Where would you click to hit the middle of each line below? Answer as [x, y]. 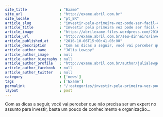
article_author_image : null [39, 54]
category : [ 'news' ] [43, 77]
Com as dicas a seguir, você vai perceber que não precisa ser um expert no [81, 104]
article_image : [33, 32]
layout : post [39, 90]
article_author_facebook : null [39, 68]
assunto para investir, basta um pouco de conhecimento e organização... [78, 109]
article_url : [33, 37]
